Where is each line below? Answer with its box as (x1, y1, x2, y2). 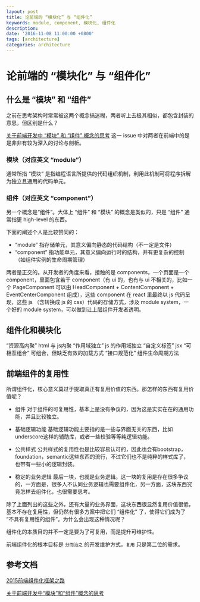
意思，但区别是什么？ (6, 119, 58, 126)
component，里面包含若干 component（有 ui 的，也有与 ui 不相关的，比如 (6, 276, 187, 283)
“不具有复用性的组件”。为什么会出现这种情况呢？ (6, 516, 126, 523)
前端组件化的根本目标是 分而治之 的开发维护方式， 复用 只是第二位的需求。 (6, 541, 183, 548)
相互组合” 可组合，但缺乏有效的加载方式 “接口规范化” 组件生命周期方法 (6, 349, 180, 357)
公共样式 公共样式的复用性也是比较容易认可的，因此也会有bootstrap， (14, 446, 186, 453)
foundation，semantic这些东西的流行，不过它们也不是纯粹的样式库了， (14, 453, 189, 460)
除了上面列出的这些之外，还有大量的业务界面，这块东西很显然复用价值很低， (6, 501, 194, 508)
